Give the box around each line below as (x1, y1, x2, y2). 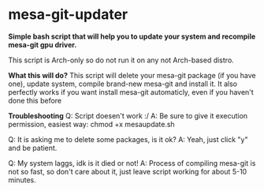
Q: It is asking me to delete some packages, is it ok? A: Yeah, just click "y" (8, 134, 248, 144)
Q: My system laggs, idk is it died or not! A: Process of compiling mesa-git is (8, 158, 256, 167)
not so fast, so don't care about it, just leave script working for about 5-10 (8, 167, 247, 176)
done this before (8, 95, 62, 105)
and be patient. (8, 143, 58, 152)
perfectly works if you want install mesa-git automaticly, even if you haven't (8, 87, 254, 96)
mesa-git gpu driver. (8, 39, 77, 49)
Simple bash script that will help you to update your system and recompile (8, 32, 256, 41)
